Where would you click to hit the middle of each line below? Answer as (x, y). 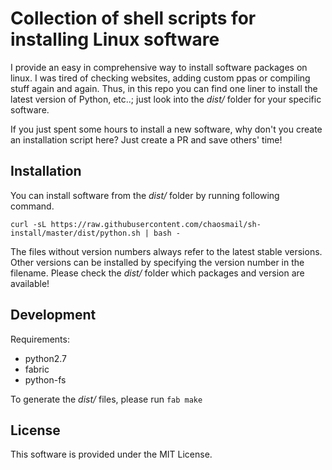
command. (32, 206)
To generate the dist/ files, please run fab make (106, 399)
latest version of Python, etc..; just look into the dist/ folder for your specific (166, 99)
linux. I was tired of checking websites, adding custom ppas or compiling (160, 78)
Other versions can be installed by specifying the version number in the (157, 262)
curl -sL (28, 224)
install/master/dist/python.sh (75, 233)
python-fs (45, 379)
